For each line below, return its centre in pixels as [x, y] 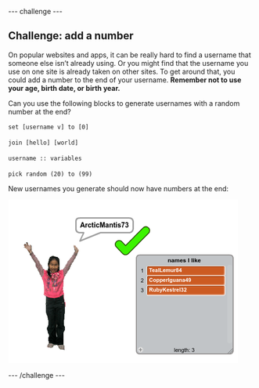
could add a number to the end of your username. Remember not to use [125, 80]
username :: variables [45, 158]
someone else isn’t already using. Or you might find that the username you [128, 63]
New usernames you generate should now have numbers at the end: [119, 188]
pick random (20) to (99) [50, 174]
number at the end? [40, 111]
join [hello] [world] [43, 143]
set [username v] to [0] [49, 127]
